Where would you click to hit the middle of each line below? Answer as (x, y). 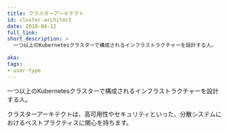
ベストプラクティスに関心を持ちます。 (79, 122)
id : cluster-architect (39, 20)
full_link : (23, 33)
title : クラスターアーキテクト (46, 13)
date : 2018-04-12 (32, 26)
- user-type (24, 70)
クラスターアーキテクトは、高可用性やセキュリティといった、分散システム (112, 114)
